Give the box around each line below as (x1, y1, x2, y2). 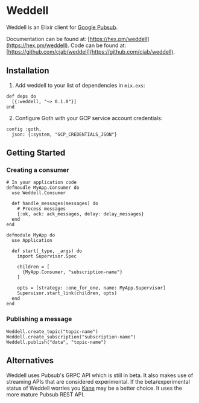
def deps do (6, 93, 36, 100)
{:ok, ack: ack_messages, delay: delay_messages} (17, 211, 145, 217)
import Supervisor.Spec (17, 253, 77, 259)
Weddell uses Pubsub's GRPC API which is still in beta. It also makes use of (6, 372, 194, 379)
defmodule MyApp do (6, 232, 55, 238)
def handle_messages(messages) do (11, 200, 98, 207)
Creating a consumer (6, 166, 69, 174)
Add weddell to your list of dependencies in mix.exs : (14, 81, 145, 89)
